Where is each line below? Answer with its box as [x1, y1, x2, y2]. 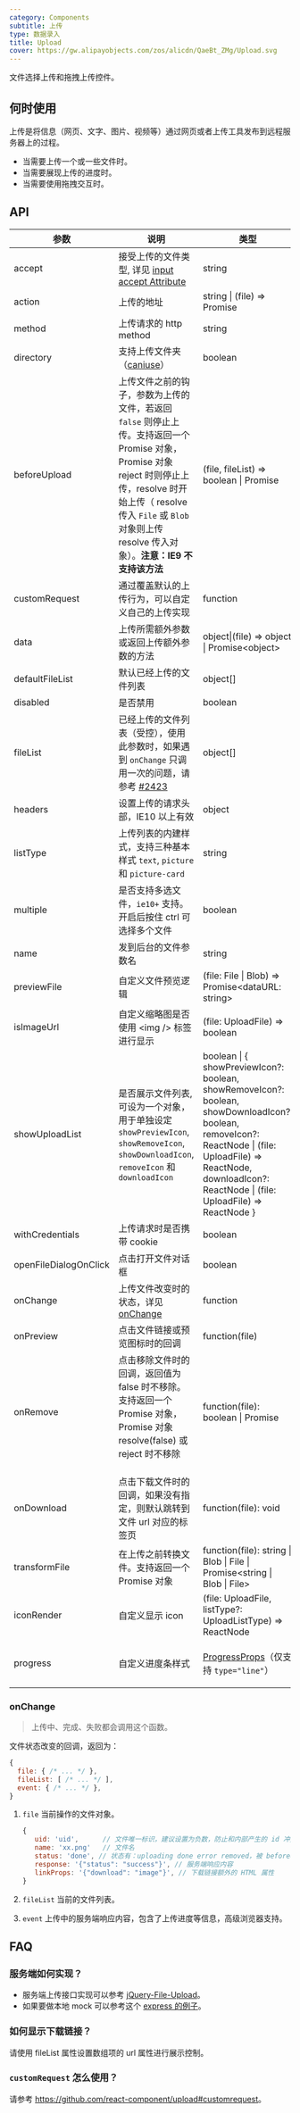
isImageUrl [13, 1020, 60, 1033]
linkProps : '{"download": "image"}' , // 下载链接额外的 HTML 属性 [34, 1868, 275, 1877]
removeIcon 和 [118, 1160, 176, 1173]
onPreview [13, 1329, 59, 1342]
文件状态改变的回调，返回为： [9, 1741, 119, 1751]
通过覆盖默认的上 [118, 579, 190, 592]
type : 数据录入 [9, 29, 61, 38]
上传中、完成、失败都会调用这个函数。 [30, 1722, 172, 1733]
